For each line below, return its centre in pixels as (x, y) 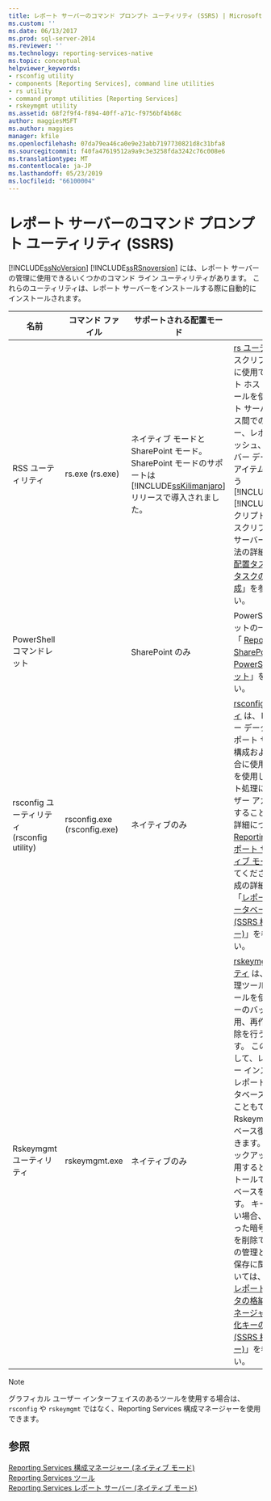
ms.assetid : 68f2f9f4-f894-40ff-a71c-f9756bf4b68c (95, 114)
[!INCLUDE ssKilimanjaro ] (178, 486)
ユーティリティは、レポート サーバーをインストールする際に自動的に (143, 288)
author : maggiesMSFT (43, 121)
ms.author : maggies (41, 129)
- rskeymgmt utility (43, 106)
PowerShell (34, 639)
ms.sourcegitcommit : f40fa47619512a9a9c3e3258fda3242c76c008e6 (117, 151)
